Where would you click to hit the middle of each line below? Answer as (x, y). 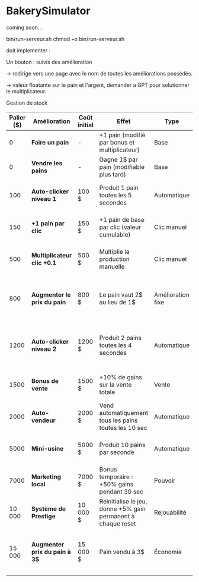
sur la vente (115, 385)
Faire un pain (50, 142)
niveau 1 (44, 199)
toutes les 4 (115, 345)
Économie (168, 552)
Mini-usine (48, 448)
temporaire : (116, 477)
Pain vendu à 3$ (122, 552)
